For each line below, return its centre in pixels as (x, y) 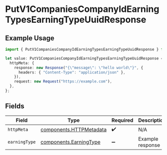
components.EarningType (71, 142)
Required (123, 120)
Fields (15, 106)
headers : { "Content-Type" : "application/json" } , (72, 72)
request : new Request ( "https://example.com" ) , (63, 81)
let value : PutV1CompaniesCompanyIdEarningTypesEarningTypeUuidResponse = (84, 58)
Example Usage (30, 38)
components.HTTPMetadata (74, 130)
